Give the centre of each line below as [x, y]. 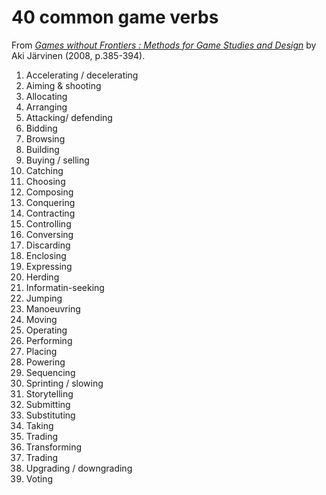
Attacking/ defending [69, 117]
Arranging [46, 107]
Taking [39, 425]
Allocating [46, 96]
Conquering [50, 202]
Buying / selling [57, 160]
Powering [45, 362]
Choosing [45, 181]
